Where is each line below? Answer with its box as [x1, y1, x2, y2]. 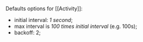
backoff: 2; [14, 29, 41, 36]
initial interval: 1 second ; [14, 17, 73, 23]
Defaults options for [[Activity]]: [5, 5, 83, 12]
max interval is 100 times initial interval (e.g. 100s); [14, 23, 137, 30]
